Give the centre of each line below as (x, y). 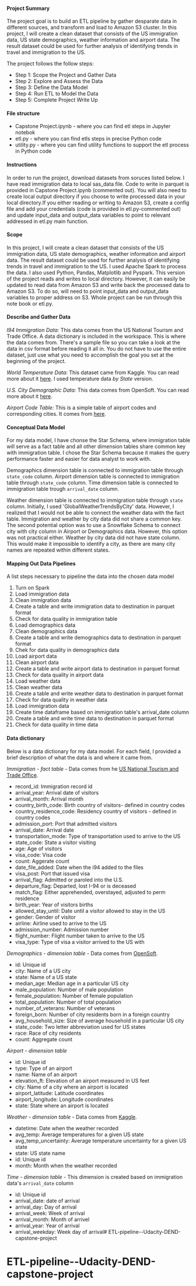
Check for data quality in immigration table (66, 619)
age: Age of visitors (38, 849)
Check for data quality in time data (57, 725)
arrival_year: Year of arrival (47, 1225)
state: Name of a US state (46, 977)
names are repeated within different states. (58, 550)
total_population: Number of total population (68, 1002)
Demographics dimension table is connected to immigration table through (95, 470)
